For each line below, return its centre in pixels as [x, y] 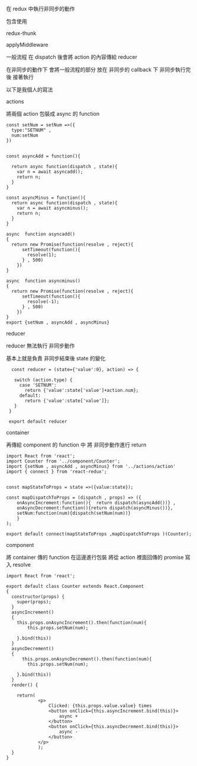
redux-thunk [21, 33]
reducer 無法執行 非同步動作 [41, 346]
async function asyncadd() [41, 234]
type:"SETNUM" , [31, 130]
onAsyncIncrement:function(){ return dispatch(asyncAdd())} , [96, 503]
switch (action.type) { [43, 380]
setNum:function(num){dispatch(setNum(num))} [74, 513]
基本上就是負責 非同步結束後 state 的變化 [56, 358]
